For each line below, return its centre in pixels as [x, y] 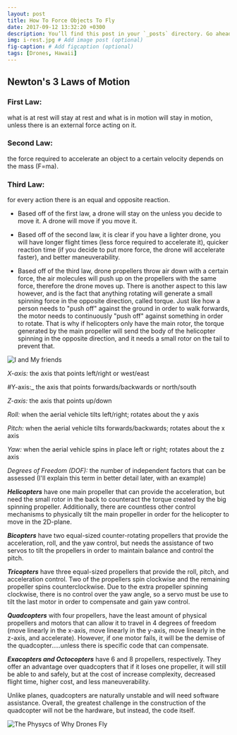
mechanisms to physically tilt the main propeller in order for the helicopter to [118, 514]
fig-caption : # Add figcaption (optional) [71, 47]
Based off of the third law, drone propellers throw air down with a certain [123, 271]
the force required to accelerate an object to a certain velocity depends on [115, 158]
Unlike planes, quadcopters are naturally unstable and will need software [113, 695]
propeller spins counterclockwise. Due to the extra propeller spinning [108, 587]
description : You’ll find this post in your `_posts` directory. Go [110, 34]
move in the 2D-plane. [40, 522]
